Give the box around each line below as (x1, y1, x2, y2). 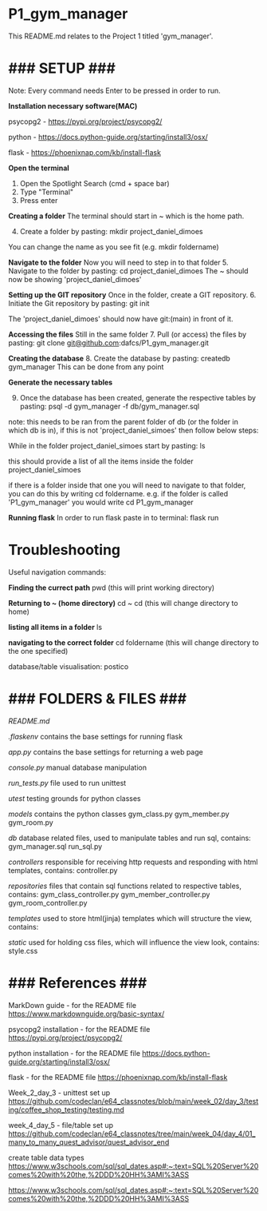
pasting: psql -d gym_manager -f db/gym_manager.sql (19, 401, 200, 411)
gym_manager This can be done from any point (8, 361, 164, 372)
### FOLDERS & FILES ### (8, 690, 187, 707)
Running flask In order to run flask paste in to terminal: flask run (8, 512, 219, 522)
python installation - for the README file (8, 1048, 141, 1058)
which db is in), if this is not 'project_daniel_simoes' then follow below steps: (8, 425, 259, 435)
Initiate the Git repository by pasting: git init (8, 298, 150, 308)
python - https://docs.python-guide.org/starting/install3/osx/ (8, 132, 209, 141)
